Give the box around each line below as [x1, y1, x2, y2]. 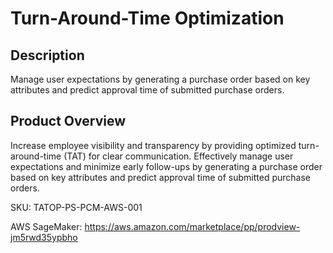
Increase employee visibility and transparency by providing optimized [10, 139, 297, 151]
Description [10, 47, 85, 64]
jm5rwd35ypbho [10, 231, 78, 243]
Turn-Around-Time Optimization [10, 7, 285, 30]
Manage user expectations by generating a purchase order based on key [10, 73, 311, 85]
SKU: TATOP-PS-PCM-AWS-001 [10, 201, 143, 213]
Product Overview [10, 113, 126, 130]
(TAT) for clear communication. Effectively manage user [63, 150, 294, 162]
